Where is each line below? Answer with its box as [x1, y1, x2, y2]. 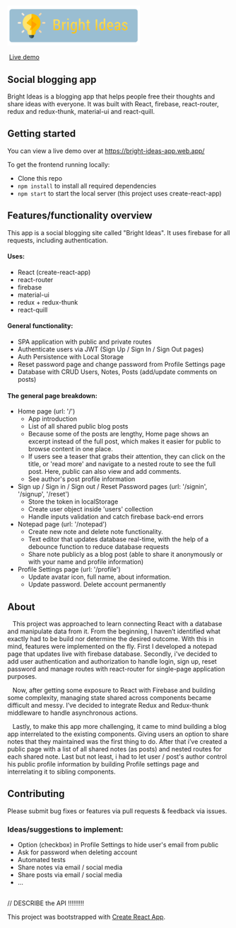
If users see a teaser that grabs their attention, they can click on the [28, 452, 225, 461]
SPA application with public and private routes [17, 338, 152, 346]
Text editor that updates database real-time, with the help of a [28, 535, 209, 543]
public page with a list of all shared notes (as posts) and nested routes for [7, 745, 222, 754]
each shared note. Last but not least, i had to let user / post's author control [7, 752, 228, 761]
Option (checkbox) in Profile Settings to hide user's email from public [17, 841, 219, 849]
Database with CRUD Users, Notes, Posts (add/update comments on [17, 368, 218, 376]
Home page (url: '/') [17, 407, 76, 416]
